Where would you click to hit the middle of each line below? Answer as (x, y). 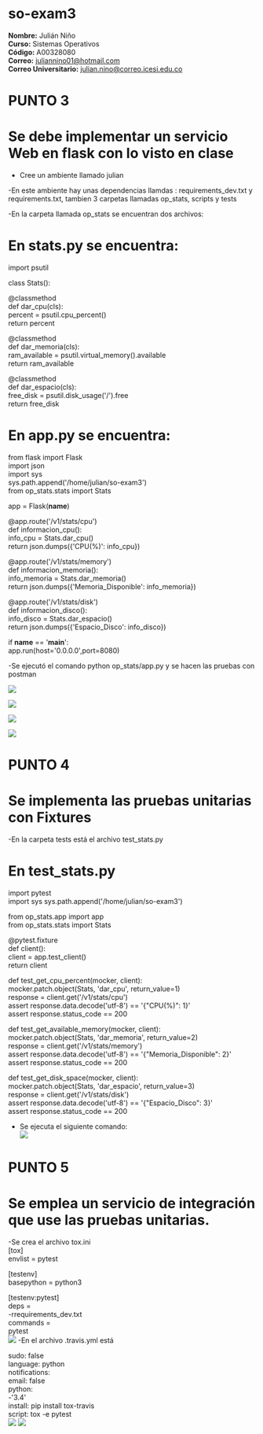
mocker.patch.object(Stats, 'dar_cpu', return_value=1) (94, 989)
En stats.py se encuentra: (93, 246)
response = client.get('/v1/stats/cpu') (68, 997)
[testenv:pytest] (34, 1298)
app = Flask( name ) (39, 506)
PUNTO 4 (39, 765)
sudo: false (26, 1356)
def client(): (27, 948)
